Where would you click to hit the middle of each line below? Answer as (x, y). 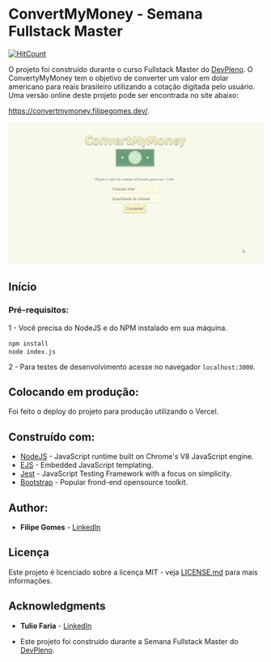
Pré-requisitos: (39, 310)
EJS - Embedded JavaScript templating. (87, 465)
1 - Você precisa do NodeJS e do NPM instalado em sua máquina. (118, 328)
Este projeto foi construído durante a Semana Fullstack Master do (129, 641)
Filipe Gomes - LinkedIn (60, 528)
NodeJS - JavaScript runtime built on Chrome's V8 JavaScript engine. (137, 456)
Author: (28, 508)
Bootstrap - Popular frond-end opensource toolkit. (104, 482)
